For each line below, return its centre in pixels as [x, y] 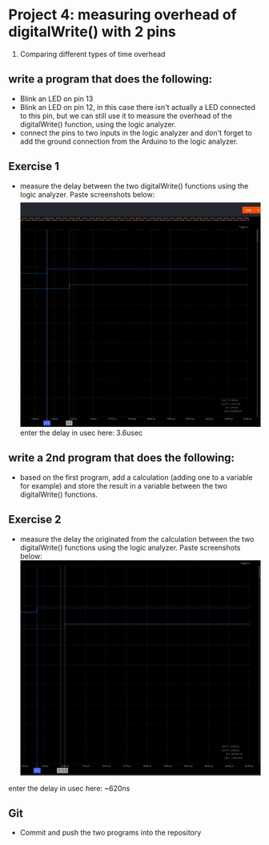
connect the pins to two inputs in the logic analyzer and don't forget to [136, 132]
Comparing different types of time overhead [92, 54]
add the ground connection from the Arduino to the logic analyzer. [129, 141]
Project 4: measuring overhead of [123, 15]
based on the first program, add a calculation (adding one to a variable [137, 477]
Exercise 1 [34, 167]
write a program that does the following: [110, 79]
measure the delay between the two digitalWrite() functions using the [134, 185]
